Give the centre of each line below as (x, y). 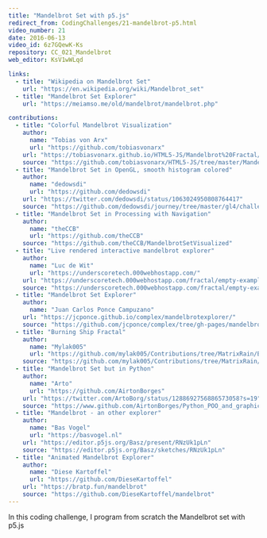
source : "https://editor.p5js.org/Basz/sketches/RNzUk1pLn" (124, 450)
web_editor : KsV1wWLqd (46, 60)
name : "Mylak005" (58, 347)
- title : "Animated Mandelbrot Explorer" (85, 457)
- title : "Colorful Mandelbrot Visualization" (94, 125)
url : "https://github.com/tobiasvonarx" (97, 148)
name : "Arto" (51, 383)
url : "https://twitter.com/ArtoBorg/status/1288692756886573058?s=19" (142, 398)
